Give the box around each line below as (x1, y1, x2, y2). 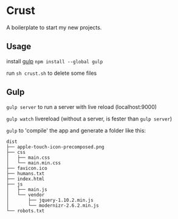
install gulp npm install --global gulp (6, 57, 103, 64)
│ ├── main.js (6, 186, 47, 192)
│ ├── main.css (6, 155, 50, 161)
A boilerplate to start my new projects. (6, 24, 102, 31)
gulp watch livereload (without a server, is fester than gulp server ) (6, 115, 173, 122)
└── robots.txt (6, 207, 45, 214)
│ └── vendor (6, 192, 45, 198)
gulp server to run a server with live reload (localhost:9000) (6, 103, 157, 110)
